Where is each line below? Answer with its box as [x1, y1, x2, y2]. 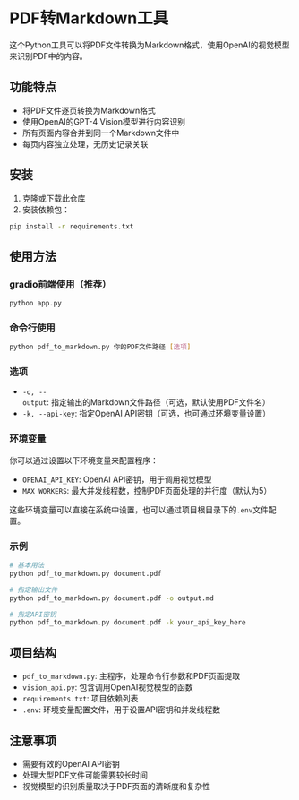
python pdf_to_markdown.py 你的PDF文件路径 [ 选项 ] [9, 342, 192, 352]
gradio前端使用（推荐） [9, 278, 112, 290]
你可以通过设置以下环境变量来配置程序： [9, 454, 158, 466]
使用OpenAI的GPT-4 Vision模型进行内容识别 [21, 116, 186, 126]
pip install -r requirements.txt [9, 221, 134, 231]
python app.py [9, 299, 63, 308]
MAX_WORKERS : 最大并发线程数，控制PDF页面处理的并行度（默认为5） [21, 485, 272, 495]
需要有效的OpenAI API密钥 [21, 758, 121, 769]
